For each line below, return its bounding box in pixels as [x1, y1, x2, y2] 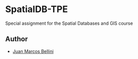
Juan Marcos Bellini [12, 48, 54, 54]
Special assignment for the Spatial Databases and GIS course [5, 20, 133, 26]
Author [5, 35, 28, 43]
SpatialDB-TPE [5, 4, 68, 15]
